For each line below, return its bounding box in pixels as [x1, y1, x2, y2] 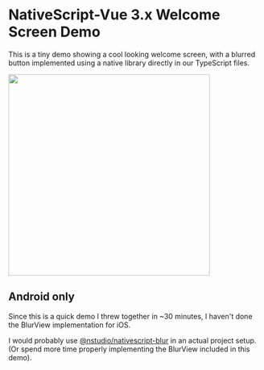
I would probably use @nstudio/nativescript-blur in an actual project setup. [8, 335, 257, 345]
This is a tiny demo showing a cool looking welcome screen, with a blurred [8, 49, 256, 59]
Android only [8, 290, 75, 304]
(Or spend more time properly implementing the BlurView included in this [8, 344, 251, 354]
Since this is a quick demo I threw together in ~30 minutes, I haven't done [8, 311, 253, 321]
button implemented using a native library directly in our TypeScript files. [8, 58, 250, 68]
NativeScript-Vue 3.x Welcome [8, 6, 221, 24]
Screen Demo [8, 23, 101, 41]
